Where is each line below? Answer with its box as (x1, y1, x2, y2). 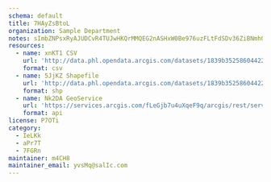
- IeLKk (15, 131, 42, 139)
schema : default (8, 11, 63, 20)
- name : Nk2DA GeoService (15, 94, 103, 102)
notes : (8, 34, 31, 43)
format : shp (23, 86, 63, 95)
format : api (23, 110, 63, 118)
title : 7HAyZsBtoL (8, 19, 70, 27)
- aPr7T (15, 139, 42, 147)
